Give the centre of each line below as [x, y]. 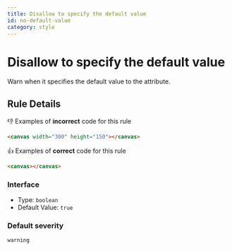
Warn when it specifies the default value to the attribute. [89, 81]
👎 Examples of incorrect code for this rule [69, 122]
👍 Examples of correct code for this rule [67, 151]
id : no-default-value [39, 21]
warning [19, 240]
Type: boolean [38, 200]
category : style [31, 27]
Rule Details [34, 104]
